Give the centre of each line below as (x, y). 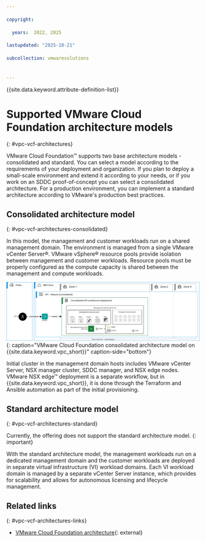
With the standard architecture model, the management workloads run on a (101, 454)
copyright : (20, 19)
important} (20, 442)
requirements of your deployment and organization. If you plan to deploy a (100, 169)
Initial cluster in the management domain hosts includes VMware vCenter (99, 364)
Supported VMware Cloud (74, 114)
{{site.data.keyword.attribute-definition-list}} (63, 90)
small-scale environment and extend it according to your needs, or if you (98, 175)
